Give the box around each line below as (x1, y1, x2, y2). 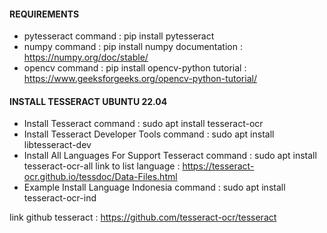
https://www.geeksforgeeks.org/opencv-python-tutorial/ (23, 73, 257, 85)
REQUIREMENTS (9, 8, 80, 20)
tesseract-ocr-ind (23, 192, 97, 204)
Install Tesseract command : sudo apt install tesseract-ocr (23, 118, 264, 130)
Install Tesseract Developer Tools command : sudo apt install (23, 128, 275, 140)
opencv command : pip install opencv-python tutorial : (23, 62, 247, 74)
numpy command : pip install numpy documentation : (23, 41, 243, 53)
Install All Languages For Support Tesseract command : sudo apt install (23, 150, 317, 162)
